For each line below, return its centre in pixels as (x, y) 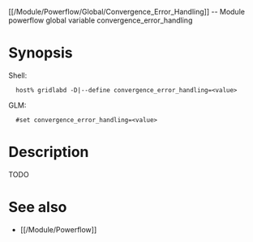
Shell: (18, 75)
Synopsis (41, 53)
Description (49, 152)
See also (38, 208)
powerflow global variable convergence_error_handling (101, 20)
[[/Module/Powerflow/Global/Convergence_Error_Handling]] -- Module (127, 12)
